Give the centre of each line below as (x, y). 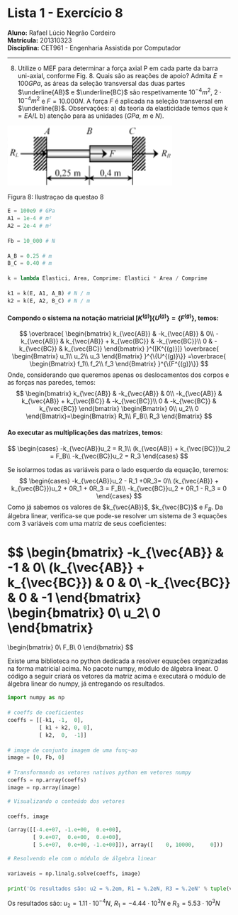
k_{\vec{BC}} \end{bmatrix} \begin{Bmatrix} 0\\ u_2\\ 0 (119, 409)
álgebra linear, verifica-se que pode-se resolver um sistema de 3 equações (117, 516)
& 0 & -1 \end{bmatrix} (74, 597)
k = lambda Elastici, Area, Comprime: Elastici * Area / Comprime (107, 278)
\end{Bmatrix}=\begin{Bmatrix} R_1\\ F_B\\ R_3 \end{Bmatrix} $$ (119, 416)
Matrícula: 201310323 (40, 40)
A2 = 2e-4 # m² (30, 226)
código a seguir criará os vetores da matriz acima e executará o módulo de (117, 676)
